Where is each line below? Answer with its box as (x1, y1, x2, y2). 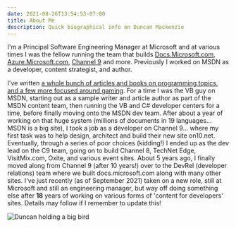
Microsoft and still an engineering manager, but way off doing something (7, 184, 218, 193)
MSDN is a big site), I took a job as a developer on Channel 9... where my (7, 124, 219, 133)
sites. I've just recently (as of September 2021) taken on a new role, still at (7, 176, 222, 185)
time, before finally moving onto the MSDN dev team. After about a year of (7, 109, 223, 117)
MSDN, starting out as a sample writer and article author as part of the (7, 94, 211, 102)
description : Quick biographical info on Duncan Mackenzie (7, 23, 185, 30)
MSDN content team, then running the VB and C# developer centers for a (7, 102, 220, 110)
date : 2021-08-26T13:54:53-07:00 (7, 10, 106, 18)
